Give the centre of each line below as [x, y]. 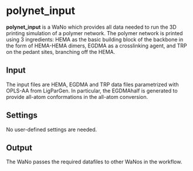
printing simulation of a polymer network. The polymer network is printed [94, 33]
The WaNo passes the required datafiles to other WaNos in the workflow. [94, 162]
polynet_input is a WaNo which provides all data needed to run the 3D [92, 27]
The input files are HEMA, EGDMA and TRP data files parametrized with [92, 84]
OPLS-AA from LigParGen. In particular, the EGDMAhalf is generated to [92, 90]
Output [19, 148]
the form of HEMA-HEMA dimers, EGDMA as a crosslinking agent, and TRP [97, 46]
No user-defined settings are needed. [52, 129]
